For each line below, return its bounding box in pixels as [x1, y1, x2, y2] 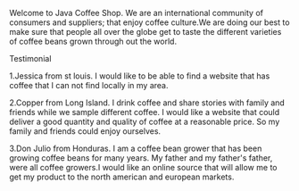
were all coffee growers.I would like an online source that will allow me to [9, 162, 278, 172]
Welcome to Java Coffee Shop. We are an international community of [9, 8, 263, 18]
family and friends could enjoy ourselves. [9, 126, 162, 137]
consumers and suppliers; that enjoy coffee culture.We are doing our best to [9, 17, 290, 28]
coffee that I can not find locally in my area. [9, 80, 169, 90]
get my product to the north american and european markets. [9, 171, 235, 182]
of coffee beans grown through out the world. [9, 36, 177, 46]
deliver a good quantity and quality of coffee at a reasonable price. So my [9, 116, 280, 127]
